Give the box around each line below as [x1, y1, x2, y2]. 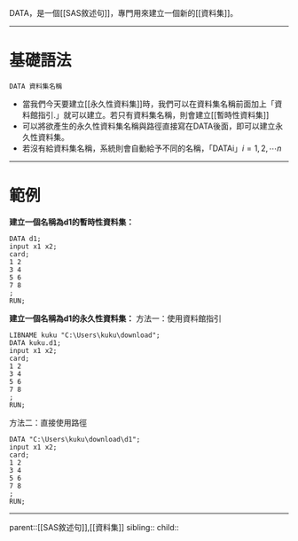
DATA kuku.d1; [9, 338, 62, 348]
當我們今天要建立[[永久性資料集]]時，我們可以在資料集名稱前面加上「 [21, 98, 275, 109]
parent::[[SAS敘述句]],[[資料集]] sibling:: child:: [9, 521, 179, 532]
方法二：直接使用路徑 [9, 417, 87, 427]
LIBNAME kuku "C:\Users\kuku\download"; [9, 331, 161, 340]
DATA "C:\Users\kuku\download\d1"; [9, 435, 141, 443]
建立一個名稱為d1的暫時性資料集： [9, 216, 135, 227]
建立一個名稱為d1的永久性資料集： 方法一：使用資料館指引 [9, 313, 222, 324]
